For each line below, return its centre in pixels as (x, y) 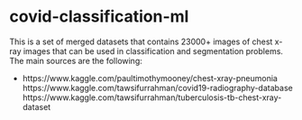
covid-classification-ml (99, 17)
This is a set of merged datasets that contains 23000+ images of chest (141, 42)
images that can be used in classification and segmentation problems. (153, 51)
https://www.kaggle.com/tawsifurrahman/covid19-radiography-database (157, 88)
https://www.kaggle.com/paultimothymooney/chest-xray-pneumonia (150, 78)
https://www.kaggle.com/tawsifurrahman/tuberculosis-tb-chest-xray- (152, 97)
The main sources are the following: (76, 60)
